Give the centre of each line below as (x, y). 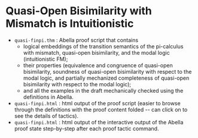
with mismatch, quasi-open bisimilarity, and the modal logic (96, 52)
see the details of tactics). (46, 116)
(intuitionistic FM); (45, 59)
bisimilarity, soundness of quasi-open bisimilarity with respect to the (107, 71)
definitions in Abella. (48, 97)
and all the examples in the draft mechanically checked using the (103, 90)
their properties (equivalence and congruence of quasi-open (98, 65)
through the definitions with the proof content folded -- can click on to (101, 109)
